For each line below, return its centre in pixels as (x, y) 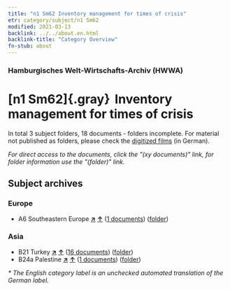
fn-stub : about (30, 46)
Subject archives (45, 184)
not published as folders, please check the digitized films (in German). (109, 141)
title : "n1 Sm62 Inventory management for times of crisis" (98, 14)
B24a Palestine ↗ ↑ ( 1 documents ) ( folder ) (80, 259)
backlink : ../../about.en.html (53, 33)
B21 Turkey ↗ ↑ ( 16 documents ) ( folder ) (76, 252)
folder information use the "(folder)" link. (66, 162)
